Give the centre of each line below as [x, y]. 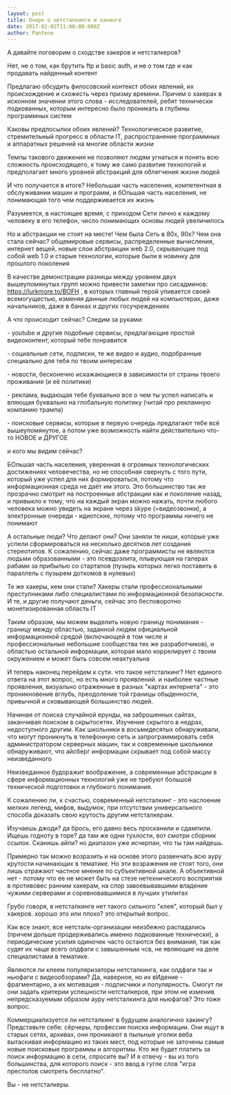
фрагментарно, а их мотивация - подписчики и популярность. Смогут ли [115, 985]
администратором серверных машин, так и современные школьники [110, 744]
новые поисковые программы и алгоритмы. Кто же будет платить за [109, 1049]
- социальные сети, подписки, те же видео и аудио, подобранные [104, 353]
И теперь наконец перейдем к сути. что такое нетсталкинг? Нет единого [114, 672]
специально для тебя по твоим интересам [70, 361]
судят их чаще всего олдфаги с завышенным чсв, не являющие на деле [113, 949]
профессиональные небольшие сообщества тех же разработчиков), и [111, 644]
